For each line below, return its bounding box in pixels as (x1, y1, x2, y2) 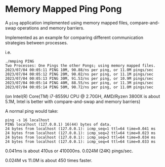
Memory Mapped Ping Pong (5, 3, 122, 15)
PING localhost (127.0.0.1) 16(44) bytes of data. (5, 122, 112, 127)
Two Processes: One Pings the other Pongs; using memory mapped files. (5, 63, 156, 68)
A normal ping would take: (5, 108, 58, 114)
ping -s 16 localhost (5, 117, 50, 123)
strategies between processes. (5, 39, 68, 45)
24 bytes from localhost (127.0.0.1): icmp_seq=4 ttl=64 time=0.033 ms (5, 139, 156, 144)
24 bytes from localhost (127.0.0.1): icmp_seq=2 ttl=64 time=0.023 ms (5, 131, 156, 135)
